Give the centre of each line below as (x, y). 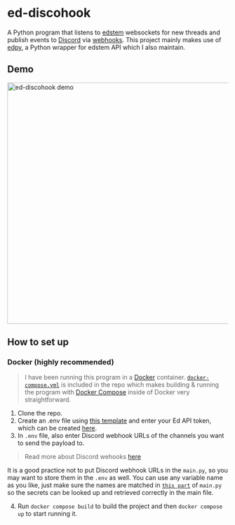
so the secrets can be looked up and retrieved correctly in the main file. (110, 493)
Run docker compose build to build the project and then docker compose (120, 506)
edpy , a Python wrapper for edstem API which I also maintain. (96, 47)
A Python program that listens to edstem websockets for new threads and (114, 32)
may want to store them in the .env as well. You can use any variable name (115, 478)
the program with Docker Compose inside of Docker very (107, 392)
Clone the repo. (40, 413)
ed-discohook (49, 13)
